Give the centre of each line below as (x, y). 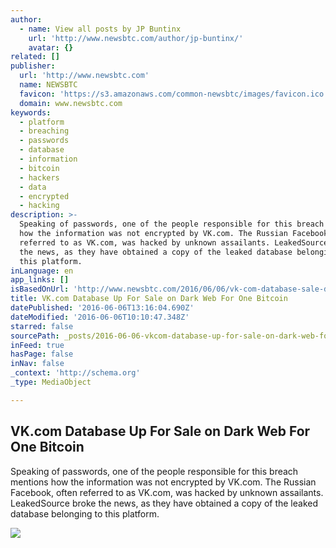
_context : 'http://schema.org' (75, 373)
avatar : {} (51, 47)
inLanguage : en (42, 271)
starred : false (42, 326)
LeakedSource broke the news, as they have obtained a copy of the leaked (164, 503)
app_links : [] (40, 280)
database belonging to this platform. (85, 513)
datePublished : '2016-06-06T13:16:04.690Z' (102, 308)
